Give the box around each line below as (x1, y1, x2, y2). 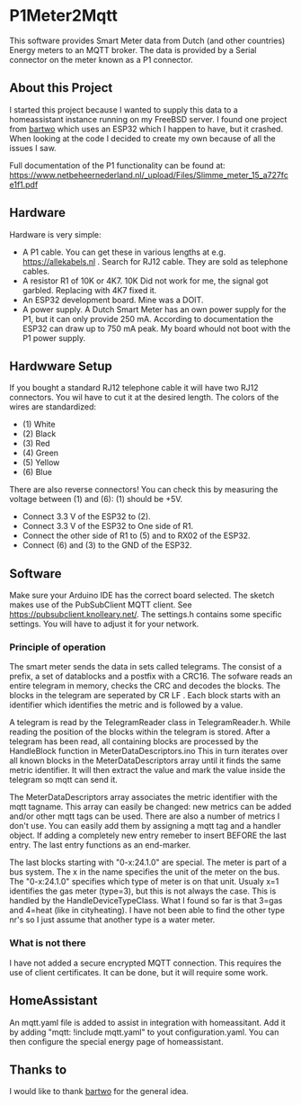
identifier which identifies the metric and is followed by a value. (9, 699, 243, 711)
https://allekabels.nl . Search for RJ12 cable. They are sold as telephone (22, 256, 288, 266)
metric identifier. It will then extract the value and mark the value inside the (9, 765, 286, 776)
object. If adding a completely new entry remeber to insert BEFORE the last (9, 830, 288, 841)
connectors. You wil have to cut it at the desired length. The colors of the (9, 392, 279, 403)
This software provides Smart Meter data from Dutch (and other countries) (9, 35, 286, 46)
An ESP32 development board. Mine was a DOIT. (22, 294, 204, 305)
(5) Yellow (22, 457, 60, 468)
